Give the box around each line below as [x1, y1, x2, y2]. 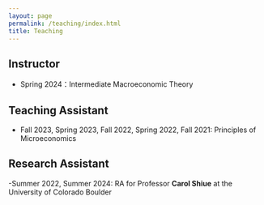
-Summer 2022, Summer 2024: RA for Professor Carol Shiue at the [8, 178, 233, 188]
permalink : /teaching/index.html [8, 19, 121, 28]
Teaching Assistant [8, 103, 109, 117]
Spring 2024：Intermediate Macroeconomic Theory [19, 79, 194, 89]
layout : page [8, 11, 53, 20]
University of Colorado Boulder [8, 187, 112, 197]
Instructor [8, 57, 61, 70]
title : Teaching [8, 27, 63, 35]
